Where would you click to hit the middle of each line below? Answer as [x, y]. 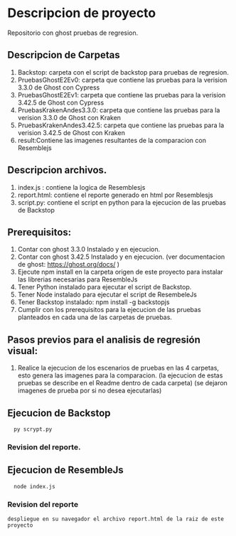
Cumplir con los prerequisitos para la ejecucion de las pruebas [109, 310]
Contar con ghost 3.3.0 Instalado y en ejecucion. [89, 250]
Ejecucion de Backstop [59, 413]
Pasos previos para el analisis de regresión [104, 339]
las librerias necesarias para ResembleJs [77, 279]
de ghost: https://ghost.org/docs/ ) [68, 264]
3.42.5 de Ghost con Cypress [61, 102]
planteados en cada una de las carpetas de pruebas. [95, 317]
